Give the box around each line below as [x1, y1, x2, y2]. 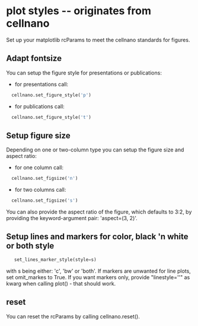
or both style [6, 241, 55, 251]
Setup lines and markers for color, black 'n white [6, 232, 189, 242]
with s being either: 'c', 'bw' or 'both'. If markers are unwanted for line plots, [6, 267, 191, 275]
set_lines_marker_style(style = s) [14, 256, 97, 263]
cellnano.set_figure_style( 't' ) [11, 114, 92, 120]
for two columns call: [14, 186, 66, 193]
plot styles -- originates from [6, 4, 151, 18]
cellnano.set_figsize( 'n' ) [11, 176, 78, 182]
